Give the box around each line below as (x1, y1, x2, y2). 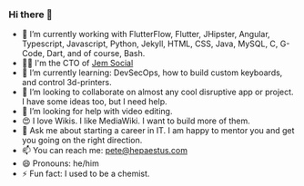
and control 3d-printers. (21, 77, 113, 88)
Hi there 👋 (8, 8, 54, 21)
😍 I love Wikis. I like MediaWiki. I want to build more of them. (21, 115, 251, 126)
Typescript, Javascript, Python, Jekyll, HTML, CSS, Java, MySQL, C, (21, 38, 279, 49)
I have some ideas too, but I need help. (21, 96, 167, 107)
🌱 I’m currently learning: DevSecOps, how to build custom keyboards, (21, 67, 283, 78)
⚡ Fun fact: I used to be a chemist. (21, 168, 150, 180)
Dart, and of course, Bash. (46, 48, 146, 59)
